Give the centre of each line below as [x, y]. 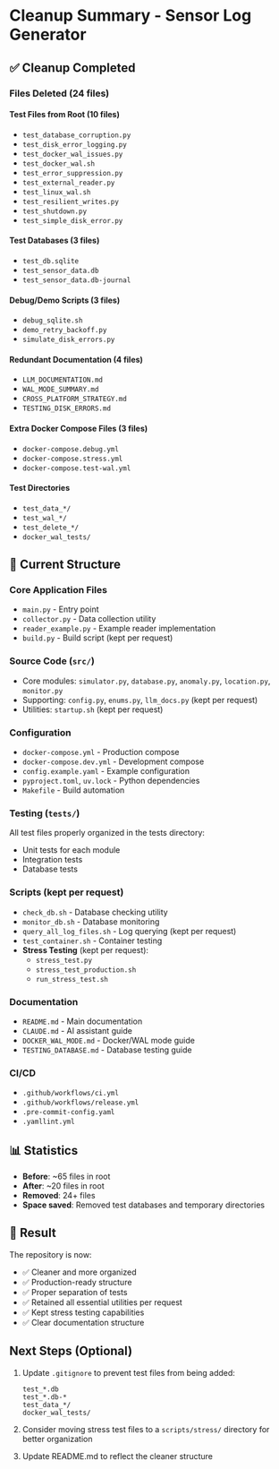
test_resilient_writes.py [70, 202]
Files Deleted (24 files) [59, 93]
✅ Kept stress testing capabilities [83, 1312]
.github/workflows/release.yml [80, 1103]
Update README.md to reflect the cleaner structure [117, 1456]
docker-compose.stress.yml [72, 459]
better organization [57, 1439]
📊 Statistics [44, 1151]
